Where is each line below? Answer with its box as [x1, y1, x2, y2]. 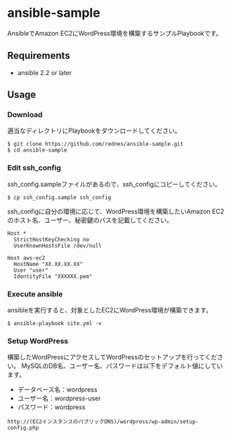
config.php [7, 425, 39, 432]
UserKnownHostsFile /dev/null [13, 242, 102, 249]
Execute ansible [7, 289, 63, 299]
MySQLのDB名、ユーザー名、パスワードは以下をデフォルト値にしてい [20, 361, 223, 370]
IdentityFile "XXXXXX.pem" [13, 272, 93, 280]
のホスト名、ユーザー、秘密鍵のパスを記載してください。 [7, 215, 173, 224]
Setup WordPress [7, 336, 69, 345]
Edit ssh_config [7, 163, 62, 173]
